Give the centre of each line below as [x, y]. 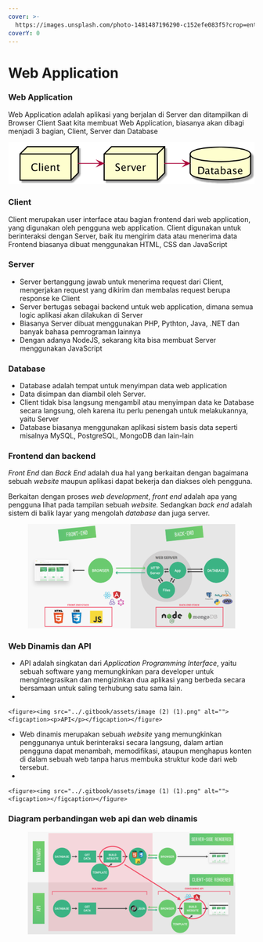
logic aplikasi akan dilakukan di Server [81, 315]
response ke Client [50, 298]
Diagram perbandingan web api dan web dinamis [103, 819]
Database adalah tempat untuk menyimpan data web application [123, 386]
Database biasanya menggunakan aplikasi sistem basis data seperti [128, 427]
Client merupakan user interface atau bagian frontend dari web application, [129, 219]
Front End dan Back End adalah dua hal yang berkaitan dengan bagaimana [128, 473]
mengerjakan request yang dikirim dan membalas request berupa [125, 289]
